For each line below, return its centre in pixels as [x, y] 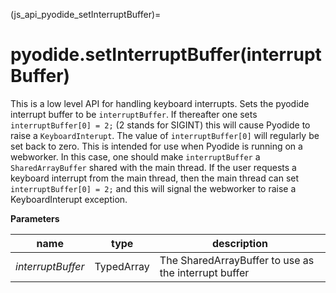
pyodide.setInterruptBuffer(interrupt [166, 55]
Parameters [35, 218]
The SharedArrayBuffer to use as [237, 260]
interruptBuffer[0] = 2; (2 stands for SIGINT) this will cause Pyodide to [160, 125]
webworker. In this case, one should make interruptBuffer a [135, 156]
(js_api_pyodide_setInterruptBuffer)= [86, 14]
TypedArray [122, 266]
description [239, 243]
